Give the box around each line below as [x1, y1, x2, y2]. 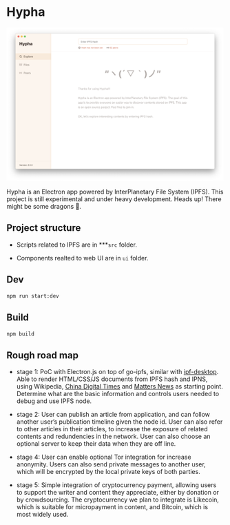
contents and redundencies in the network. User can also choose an [16, 432, 211, 441]
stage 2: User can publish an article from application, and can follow [16, 411, 211, 419]
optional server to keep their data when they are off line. [16, 440, 176, 448]
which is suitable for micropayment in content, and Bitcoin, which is [16, 503, 208, 511]
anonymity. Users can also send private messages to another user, [16, 460, 206, 469]
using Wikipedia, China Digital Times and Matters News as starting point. [16, 382, 223, 391]
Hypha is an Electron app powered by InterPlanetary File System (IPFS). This [6, 187, 224, 196]
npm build [6, 331, 35, 338]
